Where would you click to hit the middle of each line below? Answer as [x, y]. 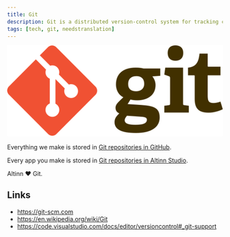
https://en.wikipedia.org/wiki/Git [62, 219]
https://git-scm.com [45, 212]
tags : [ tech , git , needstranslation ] [61, 29]
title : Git [23, 14]
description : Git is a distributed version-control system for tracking [113, 22]
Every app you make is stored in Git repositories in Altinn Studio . [98, 160]
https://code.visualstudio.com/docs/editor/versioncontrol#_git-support [117, 226]
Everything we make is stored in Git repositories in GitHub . [89, 147]
